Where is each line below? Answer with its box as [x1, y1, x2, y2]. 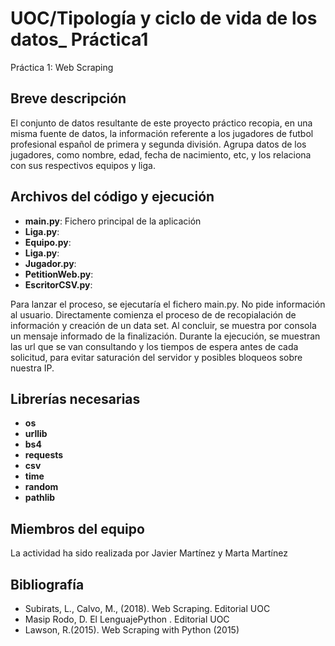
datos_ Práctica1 [10, 28, 149, 51]
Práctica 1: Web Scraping [10, 61, 114, 73]
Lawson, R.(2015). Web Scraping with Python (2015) [24, 624, 240, 636]
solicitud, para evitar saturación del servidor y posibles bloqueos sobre [10, 351, 303, 363]
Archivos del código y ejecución [10, 188, 215, 206]
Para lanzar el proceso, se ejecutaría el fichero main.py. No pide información [10, 298, 326, 310]
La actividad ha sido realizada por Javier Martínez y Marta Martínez [10, 547, 288, 559]
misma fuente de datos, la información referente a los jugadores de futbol [10, 127, 314, 139]
